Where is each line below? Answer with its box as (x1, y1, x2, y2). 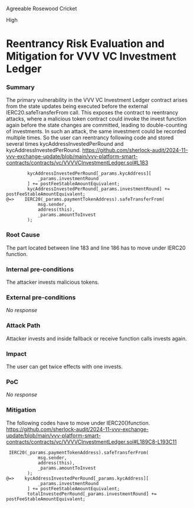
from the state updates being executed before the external (6, 103, 149, 110)
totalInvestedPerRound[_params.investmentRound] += (27, 491, 157, 497)
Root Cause (6, 231, 40, 239)
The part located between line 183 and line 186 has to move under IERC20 (6, 244, 186, 251)
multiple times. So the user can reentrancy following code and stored (6, 134, 174, 141)
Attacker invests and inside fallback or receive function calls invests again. (6, 335, 187, 342)
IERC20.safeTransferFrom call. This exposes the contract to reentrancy (6, 109, 179, 116)
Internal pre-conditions (6, 265, 74, 273)
